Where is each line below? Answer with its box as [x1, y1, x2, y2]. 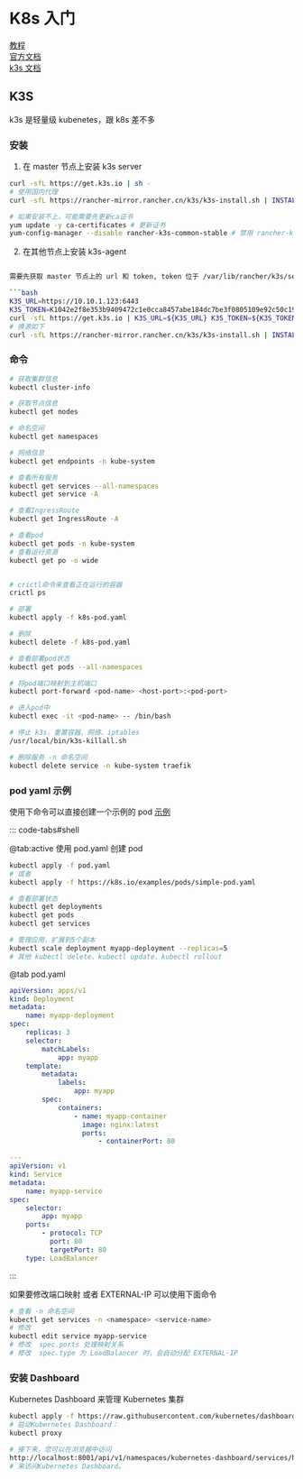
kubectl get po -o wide [9, 556, 99, 565]
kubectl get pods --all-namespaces [9, 662, 143, 672]
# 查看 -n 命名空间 [9, 1307, 75, 1316]
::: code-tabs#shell [9, 824, 79, 835]
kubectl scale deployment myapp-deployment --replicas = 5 [9, 943, 228, 952]
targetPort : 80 [49, 1245, 106, 1254]
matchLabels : [41, 1044, 91, 1053]
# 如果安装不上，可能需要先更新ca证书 [9, 212, 133, 221]
